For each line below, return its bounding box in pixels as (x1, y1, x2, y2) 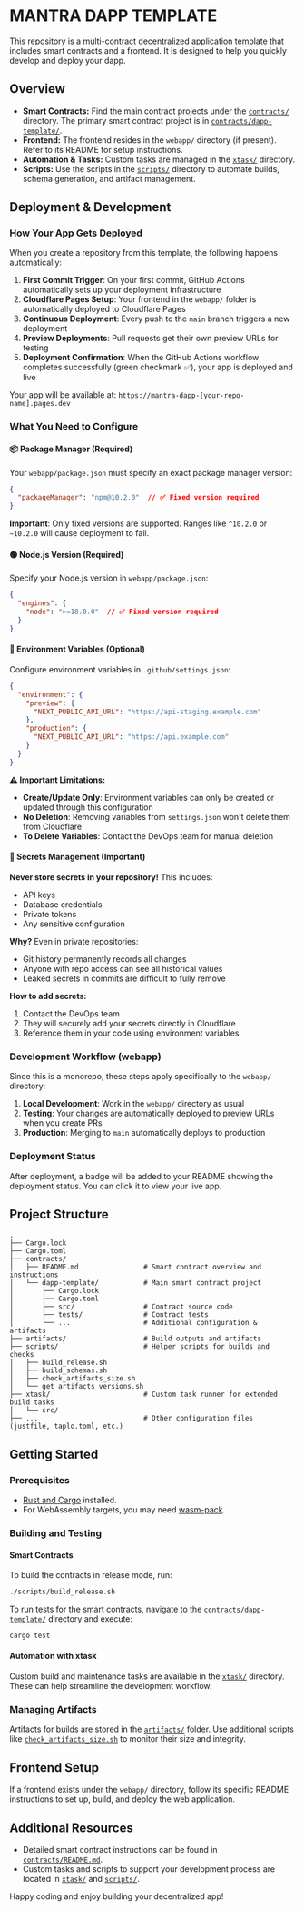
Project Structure (9, 1207, 109, 1222)
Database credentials (22, 898, 103, 910)
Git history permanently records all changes (22, 953, 187, 965)
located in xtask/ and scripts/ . (22, 1874, 141, 1885)
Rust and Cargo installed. (22, 1494, 117, 1506)
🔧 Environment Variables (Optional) (9, 643, 145, 655)
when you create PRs (22, 1117, 103, 1128)
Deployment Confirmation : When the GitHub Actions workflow (22, 352, 260, 363)
